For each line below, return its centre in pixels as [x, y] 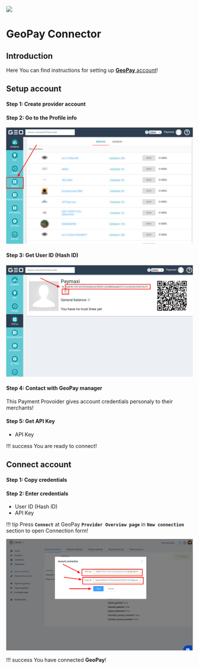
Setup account [34, 89]
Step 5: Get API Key [31, 421]
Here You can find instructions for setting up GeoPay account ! [82, 70]
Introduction [30, 56]
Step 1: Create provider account [46, 104]
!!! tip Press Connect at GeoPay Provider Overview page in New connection [95, 525]
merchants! [20, 408]
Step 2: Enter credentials [37, 493]
